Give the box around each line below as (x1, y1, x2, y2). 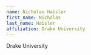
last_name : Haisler (6, 20, 56, 26)
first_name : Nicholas (6, 15, 61, 21)
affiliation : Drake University (6, 25, 86, 32)
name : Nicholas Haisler (6, 8, 67, 15)
